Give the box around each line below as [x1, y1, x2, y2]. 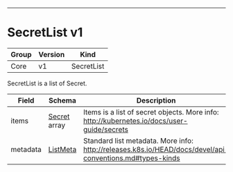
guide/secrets [83, 124, 128, 134]
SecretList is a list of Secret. [7, 79, 87, 87]
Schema [48, 95, 76, 105]
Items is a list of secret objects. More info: [83, 107, 220, 117]
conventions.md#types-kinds [83, 153, 180, 163]
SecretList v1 [7, 25, 83, 40]
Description [136, 95, 176, 105]
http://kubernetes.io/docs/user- [83, 116, 189, 126]
